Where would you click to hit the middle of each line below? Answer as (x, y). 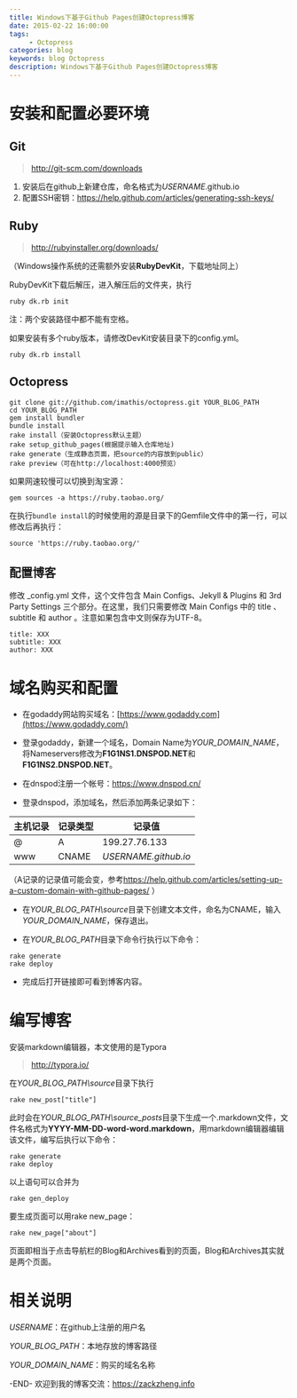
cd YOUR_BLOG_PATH (43, 410)
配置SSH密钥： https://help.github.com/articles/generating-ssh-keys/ (148, 197)
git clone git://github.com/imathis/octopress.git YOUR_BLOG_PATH (134, 402)
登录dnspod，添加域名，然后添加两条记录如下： (109, 802)
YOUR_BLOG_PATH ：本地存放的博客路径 (83, 1347)
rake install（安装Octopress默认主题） (78, 435)
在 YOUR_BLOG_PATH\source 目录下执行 (82, 1083)
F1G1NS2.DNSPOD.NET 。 (70, 765)
